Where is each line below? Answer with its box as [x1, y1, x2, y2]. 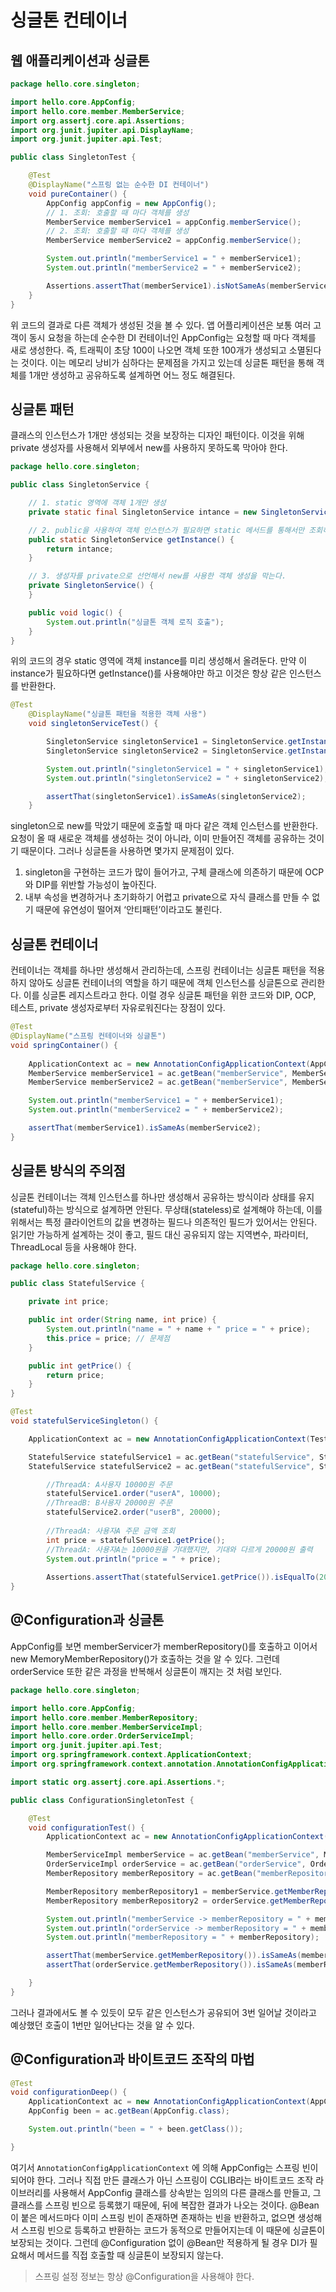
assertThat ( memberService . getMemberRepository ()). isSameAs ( [46, 1951, 302, 1961]
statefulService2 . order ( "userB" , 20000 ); [46, 1507, 222, 1518]
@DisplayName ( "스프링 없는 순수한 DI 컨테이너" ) [28, 180, 210, 190]
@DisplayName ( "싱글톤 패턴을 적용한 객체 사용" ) [28, 709, 208, 720]
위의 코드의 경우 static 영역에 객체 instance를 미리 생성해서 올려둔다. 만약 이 [10, 655, 308, 667]
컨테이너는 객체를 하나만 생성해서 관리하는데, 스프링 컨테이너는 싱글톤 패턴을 [10, 964, 307, 976]
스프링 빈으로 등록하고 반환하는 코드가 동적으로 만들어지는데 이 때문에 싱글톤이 [20, 2224, 326, 2236]
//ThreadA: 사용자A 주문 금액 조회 [46, 1526, 176, 1536]
